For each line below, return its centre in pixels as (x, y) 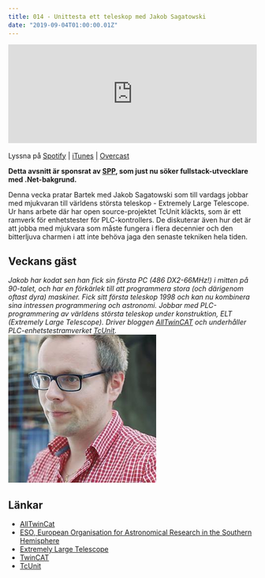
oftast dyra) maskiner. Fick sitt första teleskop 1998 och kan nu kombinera (129, 297)
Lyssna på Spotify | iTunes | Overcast (69, 156)
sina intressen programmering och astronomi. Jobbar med (103, 306)
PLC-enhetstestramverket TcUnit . (62, 331)
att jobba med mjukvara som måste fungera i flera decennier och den (121, 228)
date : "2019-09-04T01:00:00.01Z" (63, 25)
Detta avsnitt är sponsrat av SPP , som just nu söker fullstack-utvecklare (128, 171)
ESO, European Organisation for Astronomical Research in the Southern (136, 532)
